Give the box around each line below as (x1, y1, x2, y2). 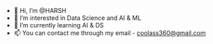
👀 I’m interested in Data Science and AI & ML (13, 14, 142, 22)
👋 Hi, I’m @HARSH (13, 7, 67, 14)
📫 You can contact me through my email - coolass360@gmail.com (13, 29, 206, 37)
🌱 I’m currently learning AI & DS (13, 21, 104, 29)
